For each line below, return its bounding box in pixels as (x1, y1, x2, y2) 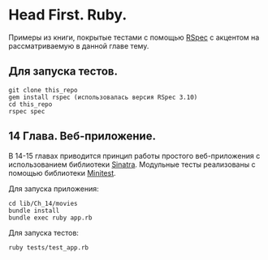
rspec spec (8, 107, 45, 115)
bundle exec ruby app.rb (8, 213, 93, 222)
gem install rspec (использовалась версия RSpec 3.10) (8, 93, 198, 101)
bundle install (8, 207, 60, 215)
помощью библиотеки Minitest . (8, 168, 116, 177)
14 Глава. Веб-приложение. (8, 130, 157, 143)
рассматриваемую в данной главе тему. (8, 40, 149, 50)
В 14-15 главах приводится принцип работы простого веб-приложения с (8, 151, 261, 160)
